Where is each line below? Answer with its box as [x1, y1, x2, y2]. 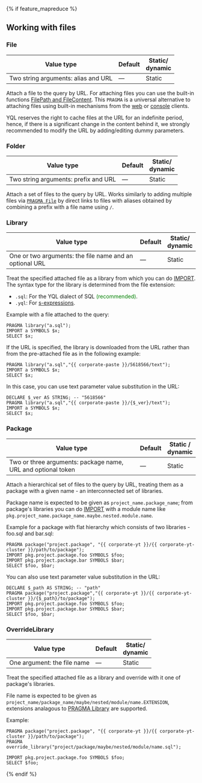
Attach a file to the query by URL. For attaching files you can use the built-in [6, 89, 194, 97]
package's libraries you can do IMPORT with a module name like [6, 505, 166, 512]
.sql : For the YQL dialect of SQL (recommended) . [14, 293, 138, 300]
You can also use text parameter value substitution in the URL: [6, 573, 161, 580]
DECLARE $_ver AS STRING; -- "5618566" [6, 395, 106, 401]
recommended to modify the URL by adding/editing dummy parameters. [6, 127, 185, 134]
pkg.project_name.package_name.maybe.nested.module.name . [6, 512, 153, 519]
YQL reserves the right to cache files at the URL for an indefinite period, [6, 114, 184, 121]
